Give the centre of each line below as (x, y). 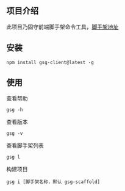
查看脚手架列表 (25, 146)
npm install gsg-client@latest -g (50, 62)
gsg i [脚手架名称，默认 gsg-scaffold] (53, 182)
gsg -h (15, 110)
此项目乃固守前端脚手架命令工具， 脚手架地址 (62, 27)
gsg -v (15, 134)
